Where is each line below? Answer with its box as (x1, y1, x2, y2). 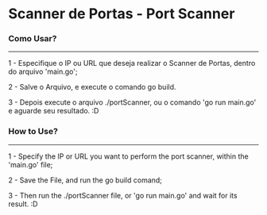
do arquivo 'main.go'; (8, 67, 78, 76)
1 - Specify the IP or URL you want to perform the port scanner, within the (8, 152, 249, 161)
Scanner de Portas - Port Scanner (8, 5, 235, 23)
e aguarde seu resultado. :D (8, 106, 99, 116)
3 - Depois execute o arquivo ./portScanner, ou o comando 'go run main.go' (8, 98, 257, 107)
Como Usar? (8, 33, 57, 44)
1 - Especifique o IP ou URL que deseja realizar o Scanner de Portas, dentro (8, 59, 256, 68)
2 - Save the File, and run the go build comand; (8, 175, 163, 185)
